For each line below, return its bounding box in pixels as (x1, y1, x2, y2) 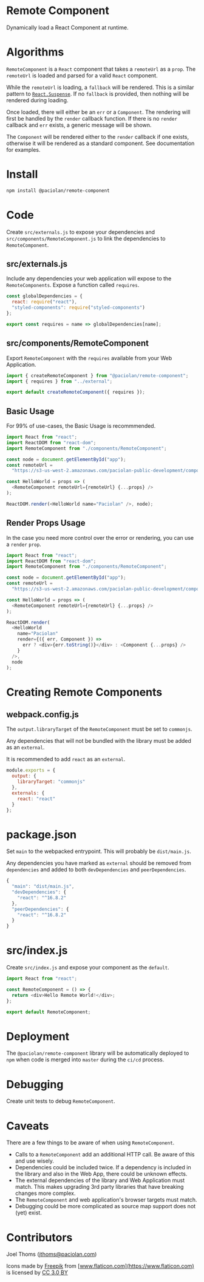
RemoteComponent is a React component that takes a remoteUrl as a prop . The (6, 65, 196, 73)
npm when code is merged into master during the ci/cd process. (6, 1056, 165, 1063)
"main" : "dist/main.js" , (12, 884, 75, 890)
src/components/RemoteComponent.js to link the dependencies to (6, 235, 166, 242)
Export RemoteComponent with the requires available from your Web (6, 354, 172, 361)
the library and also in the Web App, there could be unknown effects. (15, 1170, 188, 1178)
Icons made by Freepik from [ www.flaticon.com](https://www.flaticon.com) (6, 1263, 194, 1270)
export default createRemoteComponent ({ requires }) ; (6, 389, 146, 395)
